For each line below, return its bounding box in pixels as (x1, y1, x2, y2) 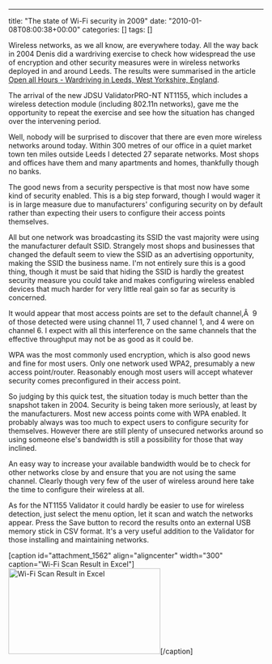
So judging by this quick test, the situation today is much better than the (8, 392, 249, 401)
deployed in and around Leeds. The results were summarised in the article (8, 66, 257, 75)
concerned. (8, 293, 47, 302)
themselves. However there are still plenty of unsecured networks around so (8, 426, 264, 435)
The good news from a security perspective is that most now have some (8, 182, 250, 191)
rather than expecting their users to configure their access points (8, 208, 226, 217)
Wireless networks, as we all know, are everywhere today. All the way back (8, 41, 259, 49)
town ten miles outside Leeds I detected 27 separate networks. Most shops (8, 149, 259, 159)
